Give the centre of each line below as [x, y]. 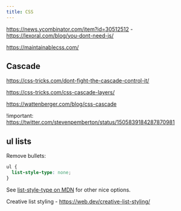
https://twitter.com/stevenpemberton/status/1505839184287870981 [91, 122]
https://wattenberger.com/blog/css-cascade [62, 104]
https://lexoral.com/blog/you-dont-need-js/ [60, 35]
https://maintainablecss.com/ [43, 47]
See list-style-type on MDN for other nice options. [68, 190]
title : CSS [20, 12]
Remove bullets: [26, 156]
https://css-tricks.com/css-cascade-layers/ [61, 93]
